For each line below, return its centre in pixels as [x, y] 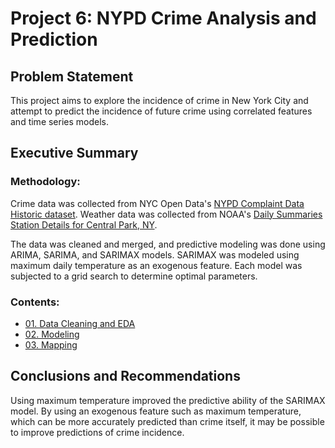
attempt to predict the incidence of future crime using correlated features [161, 111]
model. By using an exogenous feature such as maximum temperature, [156, 411]
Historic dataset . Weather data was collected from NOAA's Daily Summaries [166, 214]
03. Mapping [51, 344]
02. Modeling [52, 334]
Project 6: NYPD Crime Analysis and [163, 18]
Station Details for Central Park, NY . [84, 224]
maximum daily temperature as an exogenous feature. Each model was [156, 265]
